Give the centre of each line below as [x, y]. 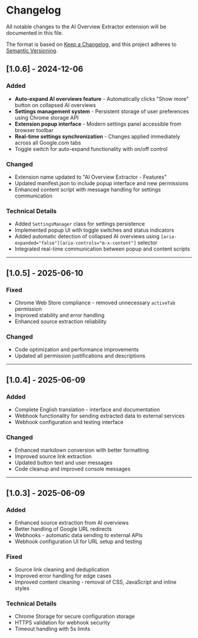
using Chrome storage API [47, 117]
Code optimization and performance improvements [77, 350]
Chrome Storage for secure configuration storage [75, 616]
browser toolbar [34, 130]
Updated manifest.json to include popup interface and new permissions [101, 183]
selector [148, 243]
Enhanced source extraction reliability [61, 321]
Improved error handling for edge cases [63, 576]
